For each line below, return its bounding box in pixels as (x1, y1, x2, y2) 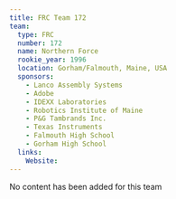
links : (17, 147, 42, 156)
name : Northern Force (17, 47, 99, 56)
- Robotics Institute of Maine (25, 106, 144, 115)
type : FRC (17, 30, 54, 39)
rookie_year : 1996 (17, 55, 88, 64)
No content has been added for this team (9, 181, 162, 192)
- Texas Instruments (25, 123, 103, 132)
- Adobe (25, 89, 54, 98)
